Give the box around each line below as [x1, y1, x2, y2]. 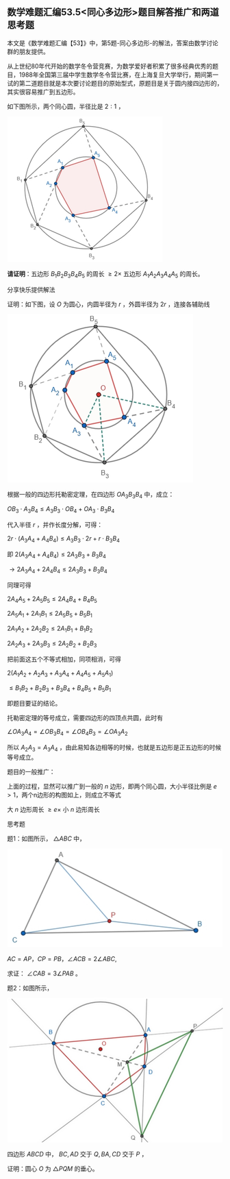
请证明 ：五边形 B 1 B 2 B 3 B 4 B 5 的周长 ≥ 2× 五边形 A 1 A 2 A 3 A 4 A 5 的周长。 [7, 269, 204, 280]
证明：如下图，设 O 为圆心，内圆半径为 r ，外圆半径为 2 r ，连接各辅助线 [7, 300, 210, 308]
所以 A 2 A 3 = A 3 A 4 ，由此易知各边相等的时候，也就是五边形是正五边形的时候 [7, 743, 222, 753]
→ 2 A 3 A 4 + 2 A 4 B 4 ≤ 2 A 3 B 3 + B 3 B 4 [9, 564, 107, 575]
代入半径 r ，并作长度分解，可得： [7, 521, 103, 529]
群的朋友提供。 [7, 47, 49, 55]
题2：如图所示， [7, 984, 53, 992]
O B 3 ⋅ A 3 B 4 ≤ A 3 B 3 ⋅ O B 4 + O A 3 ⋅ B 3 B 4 [7, 505, 115, 515]
